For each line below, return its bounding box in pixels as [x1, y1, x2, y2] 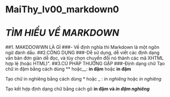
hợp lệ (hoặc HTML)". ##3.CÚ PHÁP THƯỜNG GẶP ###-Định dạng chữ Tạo [5, 61, 165, 67]
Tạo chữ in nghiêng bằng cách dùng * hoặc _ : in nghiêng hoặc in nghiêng [5, 76, 162, 82]
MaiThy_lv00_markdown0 [5, 4, 119, 15]
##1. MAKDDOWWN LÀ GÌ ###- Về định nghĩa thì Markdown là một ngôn [5, 44, 160, 50]
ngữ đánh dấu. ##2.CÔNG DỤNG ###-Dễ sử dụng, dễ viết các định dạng [5, 50, 160, 56]
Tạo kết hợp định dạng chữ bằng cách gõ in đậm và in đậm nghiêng [5, 86, 150, 92]
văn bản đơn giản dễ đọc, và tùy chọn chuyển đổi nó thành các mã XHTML [5, 55, 164, 61]
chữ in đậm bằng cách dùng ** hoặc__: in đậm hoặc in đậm [5, 66, 131, 72]
